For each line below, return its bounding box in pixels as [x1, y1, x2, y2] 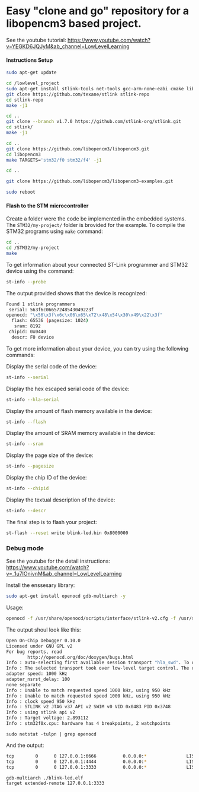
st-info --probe [6, 279, 46, 285]
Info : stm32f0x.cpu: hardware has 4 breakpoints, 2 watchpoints [6, 721, 171, 727]
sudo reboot [6, 189, 36, 195]
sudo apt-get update [6, 70, 57, 75]
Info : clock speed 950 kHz [6, 698, 76, 705]
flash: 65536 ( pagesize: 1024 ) [11, 318, 89, 324]
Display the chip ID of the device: [6, 474, 87, 481]
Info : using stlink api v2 [6, 709, 76, 715]
